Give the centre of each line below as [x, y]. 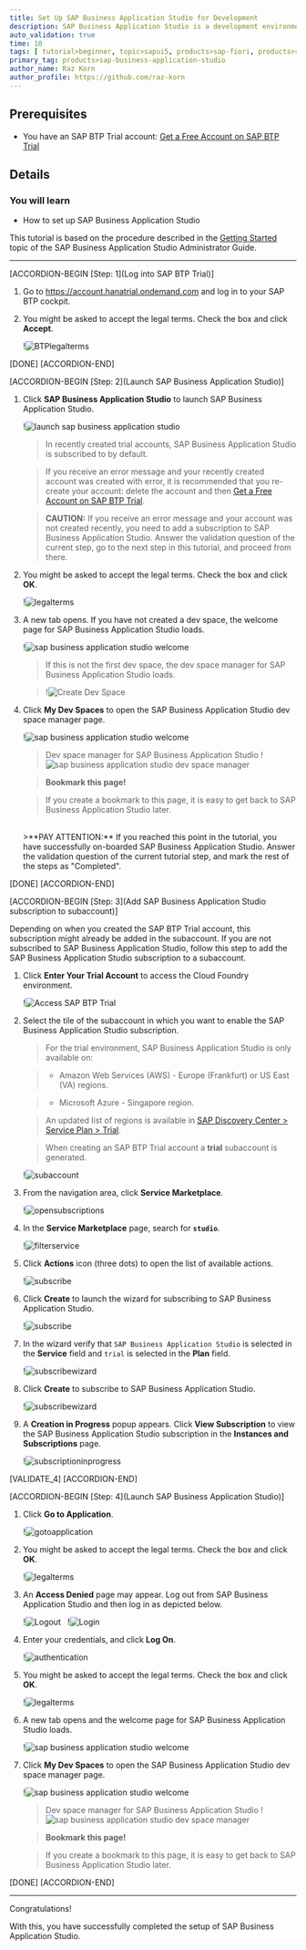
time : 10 [26, 43]
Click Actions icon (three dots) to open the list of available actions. [148, 1263]
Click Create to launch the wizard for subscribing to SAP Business [147, 1299]
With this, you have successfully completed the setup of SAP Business [142, 1926]
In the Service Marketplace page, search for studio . [121, 1229]
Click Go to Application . [68, 1514]
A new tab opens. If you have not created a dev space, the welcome [150, 620]
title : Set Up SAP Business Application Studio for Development [134, 18]
